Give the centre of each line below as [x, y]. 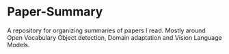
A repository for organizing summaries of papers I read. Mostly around [107, 30]
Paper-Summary [55, 12]
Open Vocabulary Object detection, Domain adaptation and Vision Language [114, 37]
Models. [18, 45]
